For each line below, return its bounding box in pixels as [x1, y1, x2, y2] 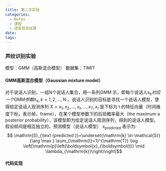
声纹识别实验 [5, 52, 36, 59]
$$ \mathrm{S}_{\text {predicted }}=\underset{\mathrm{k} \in [7, 132, 133, 138]
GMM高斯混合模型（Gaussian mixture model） [5, 77, 103, 83]
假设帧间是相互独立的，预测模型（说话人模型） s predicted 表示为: [5, 123, 137, 130]
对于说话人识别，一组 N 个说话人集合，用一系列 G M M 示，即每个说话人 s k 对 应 [5, 89, 161, 96]
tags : [5, 35, 16, 40]
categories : [5, 12, 30, 17]
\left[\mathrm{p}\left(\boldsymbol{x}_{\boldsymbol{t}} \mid [23, 143, 145, 149]
